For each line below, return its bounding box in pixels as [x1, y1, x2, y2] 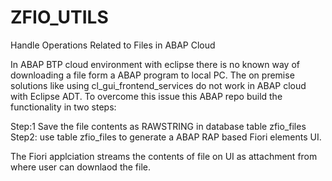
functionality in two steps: [10, 101, 117, 113]
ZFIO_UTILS [10, 6, 109, 29]
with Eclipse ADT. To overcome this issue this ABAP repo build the [10, 90, 283, 102]
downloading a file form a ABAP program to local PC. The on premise [10, 69, 295, 81]
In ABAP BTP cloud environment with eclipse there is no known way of [10, 58, 300, 70]
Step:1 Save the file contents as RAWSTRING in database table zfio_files [10, 120, 307, 132]
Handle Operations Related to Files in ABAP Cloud [10, 39, 216, 51]
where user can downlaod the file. [10, 161, 151, 173]
